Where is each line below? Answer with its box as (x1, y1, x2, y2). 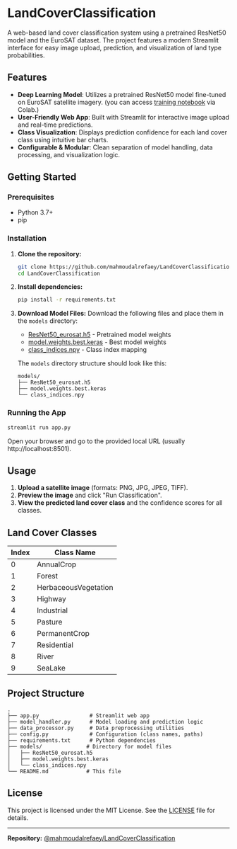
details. (7, 813, 29, 822)
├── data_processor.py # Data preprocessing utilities (7, 724, 185, 731)
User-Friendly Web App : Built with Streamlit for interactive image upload (17, 113, 230, 121)
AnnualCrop (37, 559, 77, 569)
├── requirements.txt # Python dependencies (7, 736, 157, 744)
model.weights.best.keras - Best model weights (28, 338, 167, 346)
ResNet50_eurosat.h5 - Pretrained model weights (28, 331, 171, 339)
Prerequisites (7, 193, 54, 203)
